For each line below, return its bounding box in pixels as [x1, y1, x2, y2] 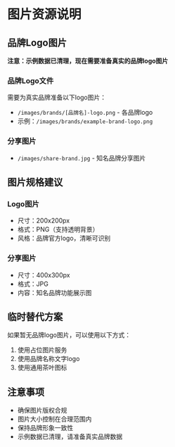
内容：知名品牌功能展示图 [17, 288, 92, 296]
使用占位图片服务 [17, 346, 67, 354]
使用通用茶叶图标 [17, 363, 67, 372]
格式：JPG [17, 279, 49, 288]
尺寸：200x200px [17, 216, 70, 225]
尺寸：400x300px [17, 270, 70, 279]
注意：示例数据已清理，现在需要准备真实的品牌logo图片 [7, 57, 169, 65]
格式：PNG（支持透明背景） [17, 225, 99, 234]
